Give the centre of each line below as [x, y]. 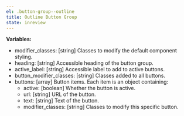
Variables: [19, 39]
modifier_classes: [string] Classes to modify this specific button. [101, 107]
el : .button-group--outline [40, 11]
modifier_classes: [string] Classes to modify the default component [96, 51]
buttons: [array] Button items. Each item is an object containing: [91, 82]
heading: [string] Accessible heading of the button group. [84, 63]
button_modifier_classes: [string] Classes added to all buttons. [90, 76]
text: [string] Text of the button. [61, 101]
